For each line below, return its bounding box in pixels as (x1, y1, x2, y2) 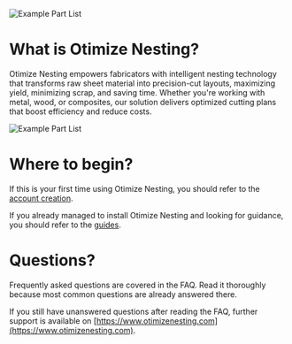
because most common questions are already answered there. (9, 288, 237, 300)
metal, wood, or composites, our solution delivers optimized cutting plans (9, 96, 277, 107)
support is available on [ (9, 315, 97, 326)
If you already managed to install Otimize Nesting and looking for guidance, (9, 210, 284, 220)
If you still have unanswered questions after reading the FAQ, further (9, 306, 258, 317)
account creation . (9, 193, 73, 203)
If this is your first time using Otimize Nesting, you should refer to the (9, 183, 261, 194)
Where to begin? (9, 155, 134, 174)
